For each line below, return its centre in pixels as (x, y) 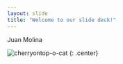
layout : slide (28, 13)
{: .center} (84, 53)
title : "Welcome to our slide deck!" (62, 20)
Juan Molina (25, 39)
